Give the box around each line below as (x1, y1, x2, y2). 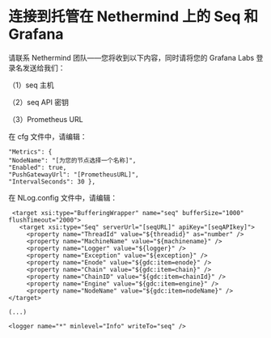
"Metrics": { (8, 147, 53, 156)
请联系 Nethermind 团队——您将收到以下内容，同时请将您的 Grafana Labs (8, 53, 255, 62)
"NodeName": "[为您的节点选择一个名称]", (8, 156, 137, 164)
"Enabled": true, (8, 163, 67, 171)
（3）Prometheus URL (8, 114, 83, 124)
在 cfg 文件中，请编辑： (8, 131, 87, 142)
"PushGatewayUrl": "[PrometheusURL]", (8, 171, 139, 179)
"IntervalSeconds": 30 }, (8, 177, 95, 186)
